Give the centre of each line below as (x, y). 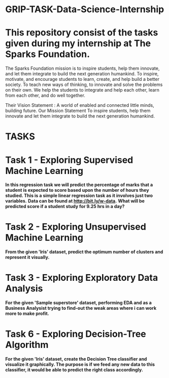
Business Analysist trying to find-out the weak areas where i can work (81, 308)
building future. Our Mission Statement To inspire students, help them (78, 111)
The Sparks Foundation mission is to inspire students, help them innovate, (82, 68)
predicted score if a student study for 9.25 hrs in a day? (65, 207)
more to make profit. (27, 313)
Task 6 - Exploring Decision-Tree (76, 334)
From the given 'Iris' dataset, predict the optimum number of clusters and (84, 252)
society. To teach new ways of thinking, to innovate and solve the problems (84, 84)
